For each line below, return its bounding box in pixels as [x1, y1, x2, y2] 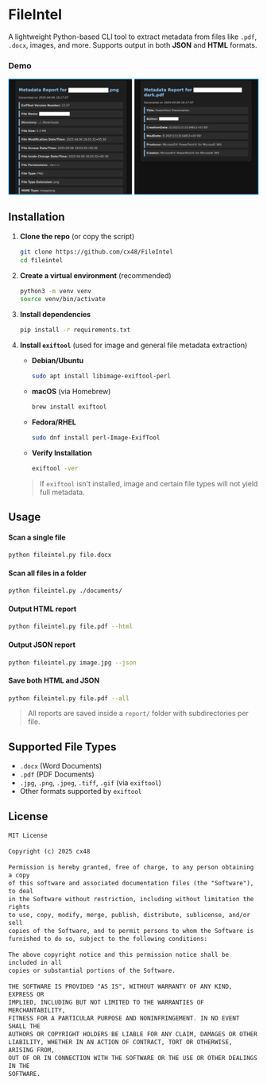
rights [8, 904, 30, 912]
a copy [8, 872, 30, 880]
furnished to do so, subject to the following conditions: [8, 935, 208, 943]
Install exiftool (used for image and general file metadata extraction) [19, 340, 248, 350]
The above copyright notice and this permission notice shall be [8, 951, 229, 959]
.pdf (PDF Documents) [19, 769, 95, 780]
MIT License [8, 832, 48, 840]
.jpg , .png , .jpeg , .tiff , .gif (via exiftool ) [19, 778, 161, 788]
